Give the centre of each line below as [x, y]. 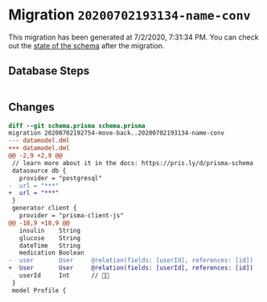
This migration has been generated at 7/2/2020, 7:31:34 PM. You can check [133, 37]
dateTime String [50, 246]
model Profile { [39, 290]
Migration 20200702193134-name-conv [129, 15]
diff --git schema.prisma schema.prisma [77, 126]
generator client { [45, 208]
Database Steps [49, 71]
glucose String [50, 238]
